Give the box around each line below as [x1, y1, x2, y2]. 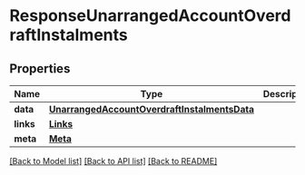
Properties [9, 61, 71, 76]
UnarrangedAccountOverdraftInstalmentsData [48, 103, 254, 115]
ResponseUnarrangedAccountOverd [9, 5, 291, 26]
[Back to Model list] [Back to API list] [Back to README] [9, 156, 218, 166]
